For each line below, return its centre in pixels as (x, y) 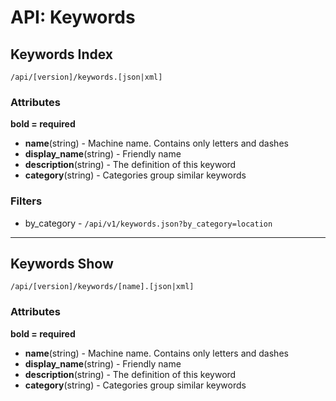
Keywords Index (61, 54)
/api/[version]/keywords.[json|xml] (86, 77)
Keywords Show (62, 263)
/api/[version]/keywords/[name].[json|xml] (102, 287)
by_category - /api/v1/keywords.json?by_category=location (148, 223)
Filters (26, 201)
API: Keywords (73, 17)
